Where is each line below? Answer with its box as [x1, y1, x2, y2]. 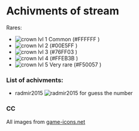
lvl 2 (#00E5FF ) [38, 42, 78, 49]
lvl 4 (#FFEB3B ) [38, 54, 78, 62]
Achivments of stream [6, 4, 119, 18]
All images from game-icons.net [6, 118, 86, 125]
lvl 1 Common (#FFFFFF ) [38, 35, 100, 42]
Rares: [6, 24, 22, 31]
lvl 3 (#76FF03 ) [38, 48, 78, 55]
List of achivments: [6, 76, 64, 84]
